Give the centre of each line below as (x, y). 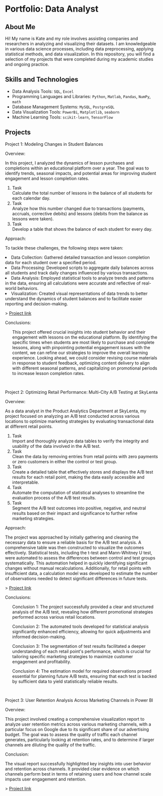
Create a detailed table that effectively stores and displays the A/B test (82, 472)
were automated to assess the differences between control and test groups (80, 558)
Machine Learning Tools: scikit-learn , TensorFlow (62, 117)
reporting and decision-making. (37, 304)
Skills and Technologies (42, 79)
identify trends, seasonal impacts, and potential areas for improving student (81, 173)
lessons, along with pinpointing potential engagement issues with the (81, 347)
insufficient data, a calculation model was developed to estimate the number (81, 573)
